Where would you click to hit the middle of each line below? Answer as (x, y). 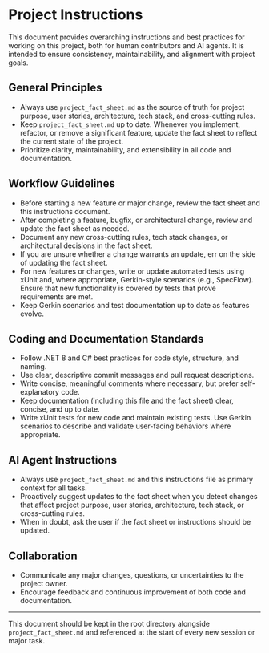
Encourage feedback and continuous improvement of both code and (133, 592)
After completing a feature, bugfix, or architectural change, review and (136, 220)
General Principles (55, 88)
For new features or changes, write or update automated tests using (132, 271)
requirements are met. (56, 296)
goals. (18, 63)
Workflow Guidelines (62, 183)
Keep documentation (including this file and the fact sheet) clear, (126, 401)
